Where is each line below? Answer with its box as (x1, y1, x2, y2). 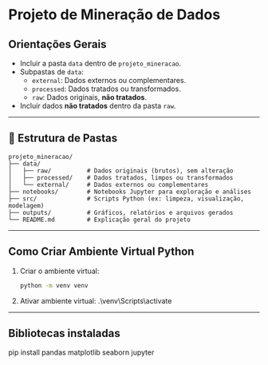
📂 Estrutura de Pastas (8, 132, 118, 145)
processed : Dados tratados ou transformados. (31, 84, 181, 93)
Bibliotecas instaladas (8, 326, 121, 340)
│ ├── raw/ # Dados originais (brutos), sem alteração (8, 166, 234, 175)
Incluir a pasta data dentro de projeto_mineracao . (19, 58, 182, 68)
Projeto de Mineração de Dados (8, 6, 221, 24)
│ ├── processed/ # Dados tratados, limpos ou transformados (8, 173, 234, 181)
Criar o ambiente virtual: (19, 266, 100, 276)
